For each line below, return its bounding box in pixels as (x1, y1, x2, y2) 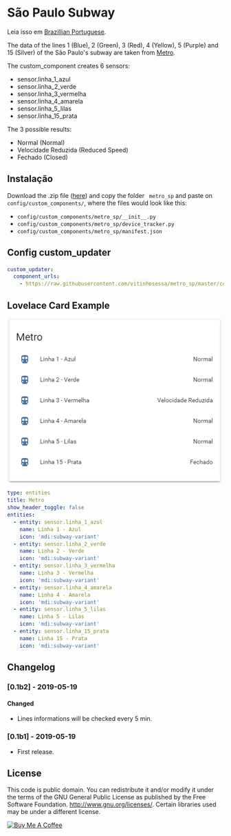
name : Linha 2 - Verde (19, 548, 85, 555)
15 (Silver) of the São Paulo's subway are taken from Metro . (7, 48, 175, 57)
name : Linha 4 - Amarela (19, 591, 91, 598)
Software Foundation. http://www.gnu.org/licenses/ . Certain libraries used (7, 800, 217, 808)
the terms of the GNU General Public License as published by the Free (7, 793, 206, 802)
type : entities (7, 490, 51, 497)
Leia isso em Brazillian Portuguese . (7, 28, 107, 36)
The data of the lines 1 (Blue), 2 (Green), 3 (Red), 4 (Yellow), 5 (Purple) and (7, 41, 219, 49)
